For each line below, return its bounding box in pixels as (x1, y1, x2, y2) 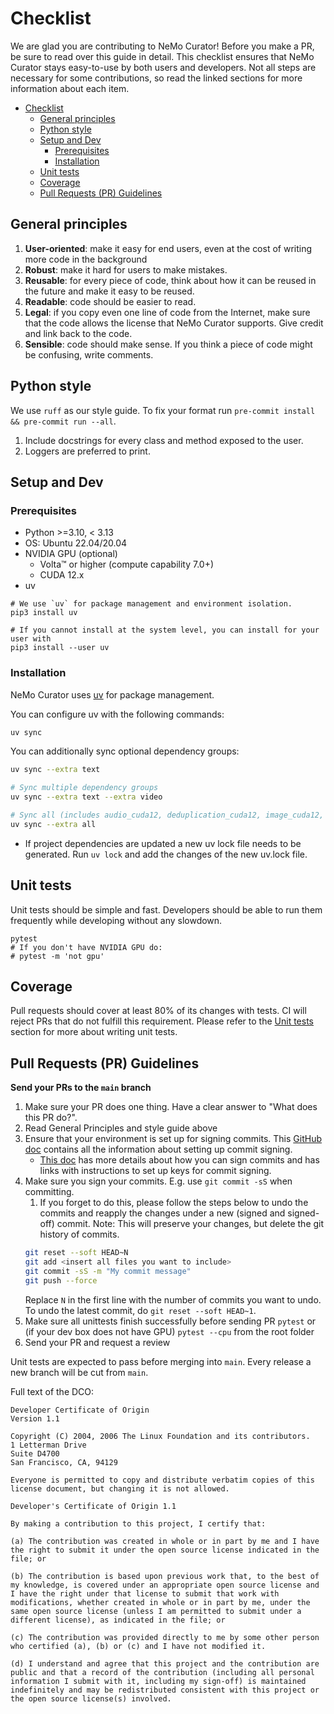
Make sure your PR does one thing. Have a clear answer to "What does (24, 1101, 318, 1113)
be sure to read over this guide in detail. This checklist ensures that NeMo (10, 50, 315, 62)
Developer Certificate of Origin (10, 1405, 150, 1415)
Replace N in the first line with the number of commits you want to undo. (24, 1293, 322, 1306)
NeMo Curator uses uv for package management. (10, 688, 215, 701)
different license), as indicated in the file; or (10, 1615, 226, 1625)
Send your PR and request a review (24, 1336, 171, 1348)
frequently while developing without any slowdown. (10, 914, 223, 926)
